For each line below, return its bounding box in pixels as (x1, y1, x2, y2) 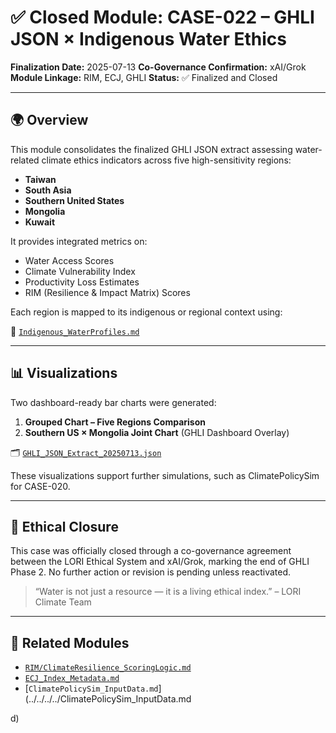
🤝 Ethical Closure (10, 518, 119, 535)
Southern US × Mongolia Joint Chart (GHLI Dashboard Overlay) (24, 426, 290, 438)
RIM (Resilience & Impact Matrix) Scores (24, 286, 191, 298)
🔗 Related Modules (10, 634, 130, 651)
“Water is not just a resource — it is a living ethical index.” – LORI (34, 586, 302, 598)
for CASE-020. (10, 480, 71, 492)
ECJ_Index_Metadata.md (24, 674, 120, 684)
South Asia (24, 184, 72, 196)
